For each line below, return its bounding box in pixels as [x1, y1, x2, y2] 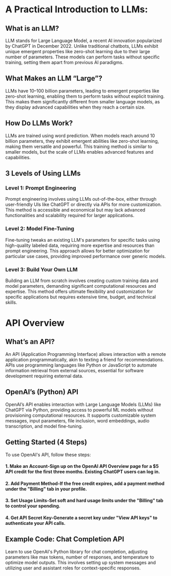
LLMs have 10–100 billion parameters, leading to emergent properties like [5, 88, 160, 94]
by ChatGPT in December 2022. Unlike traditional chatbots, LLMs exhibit [5, 43, 159, 49]
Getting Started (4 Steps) [5, 438, 88, 446]
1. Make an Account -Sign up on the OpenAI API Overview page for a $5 [5, 463, 159, 470]
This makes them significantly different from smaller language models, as [5, 98, 160, 104]
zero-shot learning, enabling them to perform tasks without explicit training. [5, 93, 165, 99]
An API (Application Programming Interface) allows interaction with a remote [5, 351, 166, 357]
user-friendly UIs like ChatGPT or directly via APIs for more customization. [5, 201, 162, 208]
